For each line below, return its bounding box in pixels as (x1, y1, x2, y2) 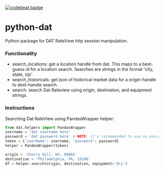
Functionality (5, 50, 38, 57)
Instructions (5, 105, 35, 111)
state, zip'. (12, 71, 33, 78)
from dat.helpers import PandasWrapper (5, 125, 86, 130)
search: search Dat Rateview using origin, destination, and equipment (12, 87, 152, 93)
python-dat (5, 22, 53, 33)
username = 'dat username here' (5, 129, 71, 134)
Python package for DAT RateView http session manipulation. (5, 38, 128, 43)
